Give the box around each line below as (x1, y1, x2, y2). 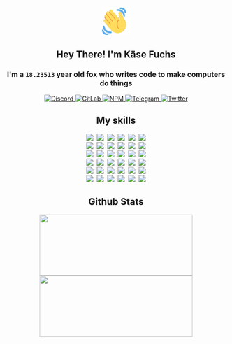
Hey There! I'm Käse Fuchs (56, 49, 176, 61)
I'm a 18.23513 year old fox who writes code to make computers (6, 70, 226, 80)
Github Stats (88, 196, 144, 208)
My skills (96, 115, 136, 127)
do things (99, 78, 133, 88)
